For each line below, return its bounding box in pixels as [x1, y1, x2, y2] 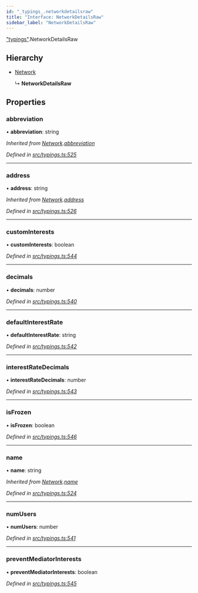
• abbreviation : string [6, 128, 60, 135]
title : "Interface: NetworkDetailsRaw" [6, 14, 104, 20]
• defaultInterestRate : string [6, 332, 77, 339]
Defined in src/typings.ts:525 [6, 151, 77, 158]
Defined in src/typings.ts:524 [6, 489, 77, 496]
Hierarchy [6, 53, 44, 63]
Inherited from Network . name [6, 478, 78, 485]
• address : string [6, 185, 48, 192]
